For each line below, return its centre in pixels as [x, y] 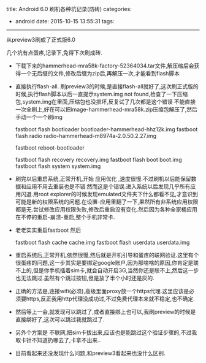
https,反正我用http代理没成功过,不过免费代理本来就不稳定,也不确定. [110, 299]
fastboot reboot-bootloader [50, 148]
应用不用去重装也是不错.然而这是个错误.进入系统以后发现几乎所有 [108, 186]
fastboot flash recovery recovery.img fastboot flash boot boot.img [98, 159]
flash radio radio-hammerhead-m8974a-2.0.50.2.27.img [86, 136]
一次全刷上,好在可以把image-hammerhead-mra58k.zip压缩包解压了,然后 [106, 109]
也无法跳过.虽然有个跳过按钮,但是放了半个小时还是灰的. [85, 278]
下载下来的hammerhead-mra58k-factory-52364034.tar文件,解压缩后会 [105, 66]
